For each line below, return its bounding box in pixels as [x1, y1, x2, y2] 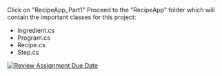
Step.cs [17, 48, 39, 56]
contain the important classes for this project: [7, 13, 137, 21]
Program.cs [17, 34, 50, 42]
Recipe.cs [17, 41, 46, 49]
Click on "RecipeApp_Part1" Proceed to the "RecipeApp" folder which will [7, 6, 215, 14]
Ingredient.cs [17, 27, 55, 34]
